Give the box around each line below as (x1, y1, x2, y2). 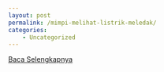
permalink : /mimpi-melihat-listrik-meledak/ (8, 19, 157, 27)
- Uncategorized (22, 33, 76, 41)
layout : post (8, 11, 51, 20)
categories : (8, 26, 47, 34)
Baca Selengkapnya (8, 55, 73, 64)
